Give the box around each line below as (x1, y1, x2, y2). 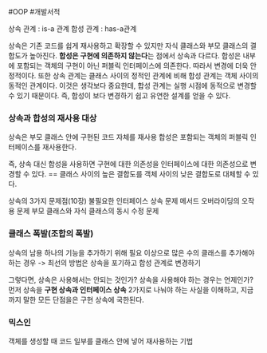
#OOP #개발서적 (8, 7, 61, 16)
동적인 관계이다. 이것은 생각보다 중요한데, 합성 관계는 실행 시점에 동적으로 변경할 (8, 81, 257, 90)
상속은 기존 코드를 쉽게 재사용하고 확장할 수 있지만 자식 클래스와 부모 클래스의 (8, 41, 249, 50)
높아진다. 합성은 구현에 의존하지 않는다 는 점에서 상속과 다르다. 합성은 (29, 51, 241, 60)
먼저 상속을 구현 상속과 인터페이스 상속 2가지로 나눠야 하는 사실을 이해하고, (8, 284, 239, 294)
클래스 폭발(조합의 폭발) (8, 228, 94, 240)
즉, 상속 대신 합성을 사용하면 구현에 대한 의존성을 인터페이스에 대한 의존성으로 (8, 159, 249, 169)
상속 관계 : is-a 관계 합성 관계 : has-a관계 (8, 24, 137, 34)
